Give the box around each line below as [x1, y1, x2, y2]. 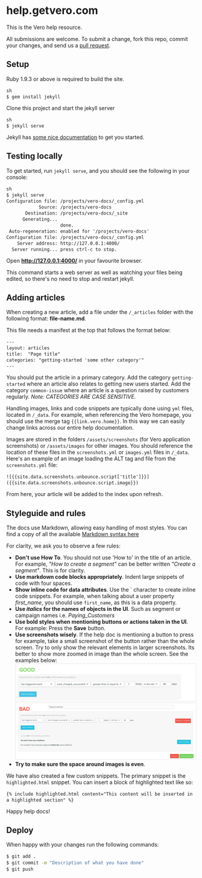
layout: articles [6, 345, 50, 351]
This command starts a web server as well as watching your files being [6, 268, 183, 276]
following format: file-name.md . [6, 315, 86, 322]
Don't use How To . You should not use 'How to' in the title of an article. [14, 554, 192, 561]
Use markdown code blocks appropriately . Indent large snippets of [14, 573, 185, 581]
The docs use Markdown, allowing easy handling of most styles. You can [6, 524, 188, 532]
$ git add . [6, 853, 36, 860]
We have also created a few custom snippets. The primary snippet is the [6, 772, 186, 780]
